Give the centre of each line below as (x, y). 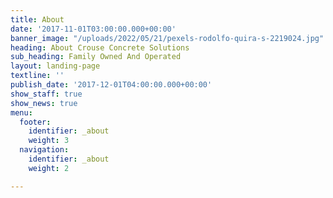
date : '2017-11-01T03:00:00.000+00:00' (93, 29)
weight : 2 (49, 168)
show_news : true (44, 103)
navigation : (44, 150)
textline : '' (37, 76)
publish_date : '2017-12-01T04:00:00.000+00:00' (111, 85)
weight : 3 (49, 141)
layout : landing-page (55, 66)
